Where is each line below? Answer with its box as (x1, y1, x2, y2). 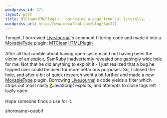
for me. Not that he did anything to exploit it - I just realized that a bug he (5, 61, 155, 67)
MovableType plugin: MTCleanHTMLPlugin (5, 40, 93, 46)
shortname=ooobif (5, 108, 44, 114)
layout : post (5, 12, 32, 17)
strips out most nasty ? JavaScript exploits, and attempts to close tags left (5, 83, 156, 89)
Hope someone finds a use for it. (5, 98, 73, 105)
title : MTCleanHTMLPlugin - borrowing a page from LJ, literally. (5, 16, 146, 21)
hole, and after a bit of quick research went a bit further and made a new (5, 72, 155, 78)
